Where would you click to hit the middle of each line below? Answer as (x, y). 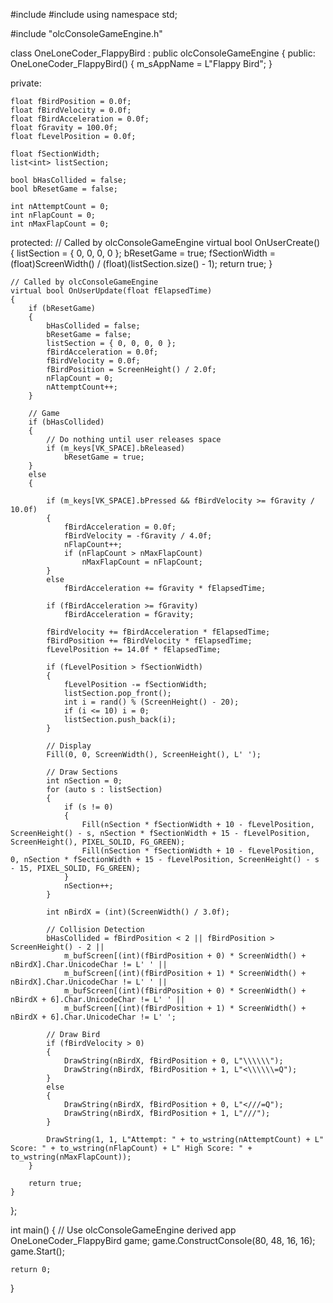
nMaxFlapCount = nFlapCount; (142, 562)
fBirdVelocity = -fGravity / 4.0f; (138, 536)
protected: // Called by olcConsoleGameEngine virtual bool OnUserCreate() (165, 242)
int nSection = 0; (84, 781)
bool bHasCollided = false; (69, 180)
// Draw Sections (82, 772)
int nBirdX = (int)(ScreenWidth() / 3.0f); (138, 912)
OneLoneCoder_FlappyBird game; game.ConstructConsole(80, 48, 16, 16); (163, 1240)
